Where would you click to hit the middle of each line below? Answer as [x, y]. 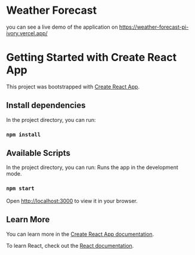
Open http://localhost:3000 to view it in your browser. [72, 201]
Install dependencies [46, 105]
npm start [20, 188]
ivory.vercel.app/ [27, 33]
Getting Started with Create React [92, 58]
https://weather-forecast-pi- [154, 27]
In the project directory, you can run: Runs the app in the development [92, 167]
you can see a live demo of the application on [62, 27]
